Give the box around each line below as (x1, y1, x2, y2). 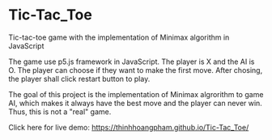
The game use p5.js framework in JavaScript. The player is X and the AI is (8, 57, 255, 66)
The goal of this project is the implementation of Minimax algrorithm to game (8, 89, 264, 99)
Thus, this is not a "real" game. (8, 107, 112, 117)
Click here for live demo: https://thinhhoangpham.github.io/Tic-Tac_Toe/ (8, 122, 249, 132)
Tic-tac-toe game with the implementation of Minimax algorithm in (8, 32, 230, 42)
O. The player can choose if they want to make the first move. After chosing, (8, 65, 263, 74)
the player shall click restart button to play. (8, 74, 151, 83)
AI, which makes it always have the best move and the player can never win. (8, 98, 263, 108)
